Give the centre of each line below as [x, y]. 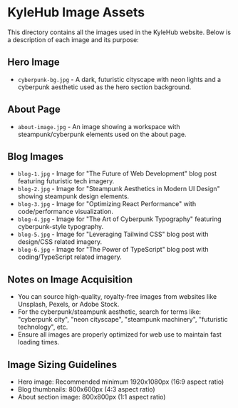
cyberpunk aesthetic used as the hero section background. [104, 87]
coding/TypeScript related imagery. [70, 257]
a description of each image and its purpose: [73, 39]
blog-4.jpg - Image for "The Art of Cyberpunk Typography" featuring [120, 219]
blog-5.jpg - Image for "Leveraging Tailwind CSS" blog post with [113, 234]
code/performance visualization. [66, 212]
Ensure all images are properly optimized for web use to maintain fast [120, 335]
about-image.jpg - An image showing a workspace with [99, 126]
